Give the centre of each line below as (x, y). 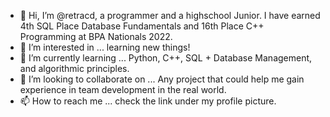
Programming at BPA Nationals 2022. (96, 36)
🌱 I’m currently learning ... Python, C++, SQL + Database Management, (166, 58)
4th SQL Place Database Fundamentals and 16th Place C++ (142, 26)
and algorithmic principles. (74, 68)
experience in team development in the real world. (123, 89)
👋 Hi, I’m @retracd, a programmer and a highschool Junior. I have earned (170, 15)
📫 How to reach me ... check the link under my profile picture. (148, 101)
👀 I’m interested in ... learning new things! (105, 47)
